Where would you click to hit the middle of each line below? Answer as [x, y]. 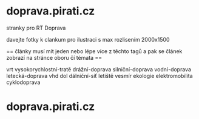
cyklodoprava [23, 82]
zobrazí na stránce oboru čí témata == [54, 57]
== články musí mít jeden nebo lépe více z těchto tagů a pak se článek [94, 51]
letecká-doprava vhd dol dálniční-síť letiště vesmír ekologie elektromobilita [99, 76]
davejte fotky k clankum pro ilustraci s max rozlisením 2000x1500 [88, 39]
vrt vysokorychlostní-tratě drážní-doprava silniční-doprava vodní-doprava [99, 69]
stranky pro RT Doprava [36, 28]
